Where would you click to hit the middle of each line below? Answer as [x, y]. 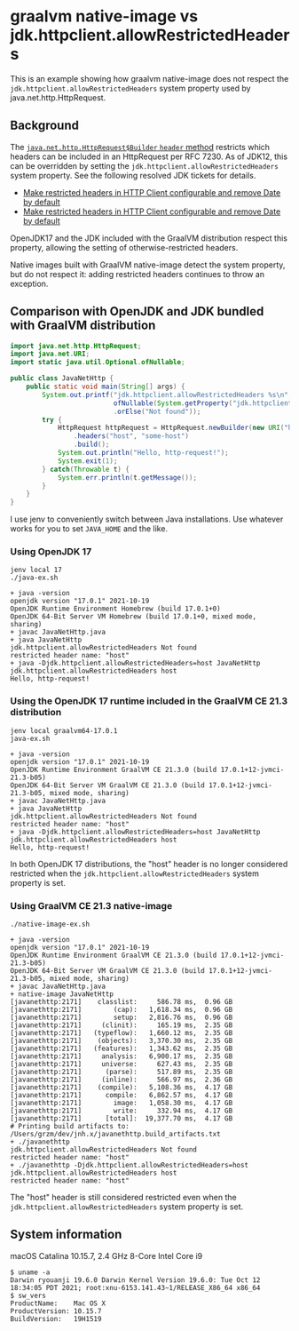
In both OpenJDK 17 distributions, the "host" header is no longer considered [149, 864]
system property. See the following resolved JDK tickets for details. [133, 175]
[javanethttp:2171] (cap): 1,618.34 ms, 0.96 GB [122, 1010]
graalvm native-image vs [104, 16]
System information [66, 1235]
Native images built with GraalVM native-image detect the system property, [148, 265]
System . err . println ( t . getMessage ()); [127, 477]
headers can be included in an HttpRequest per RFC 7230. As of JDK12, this [149, 156]
